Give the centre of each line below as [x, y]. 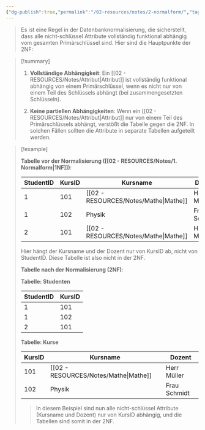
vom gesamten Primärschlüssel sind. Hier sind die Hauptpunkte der [106, 42]
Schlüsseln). [46, 99]
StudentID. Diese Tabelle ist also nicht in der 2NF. [83, 257]
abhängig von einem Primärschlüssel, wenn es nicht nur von [106, 86]
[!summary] [35, 61]
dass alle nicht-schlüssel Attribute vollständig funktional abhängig [104, 36]
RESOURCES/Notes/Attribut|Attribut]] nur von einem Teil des [106, 117]
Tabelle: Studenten [46, 281]
